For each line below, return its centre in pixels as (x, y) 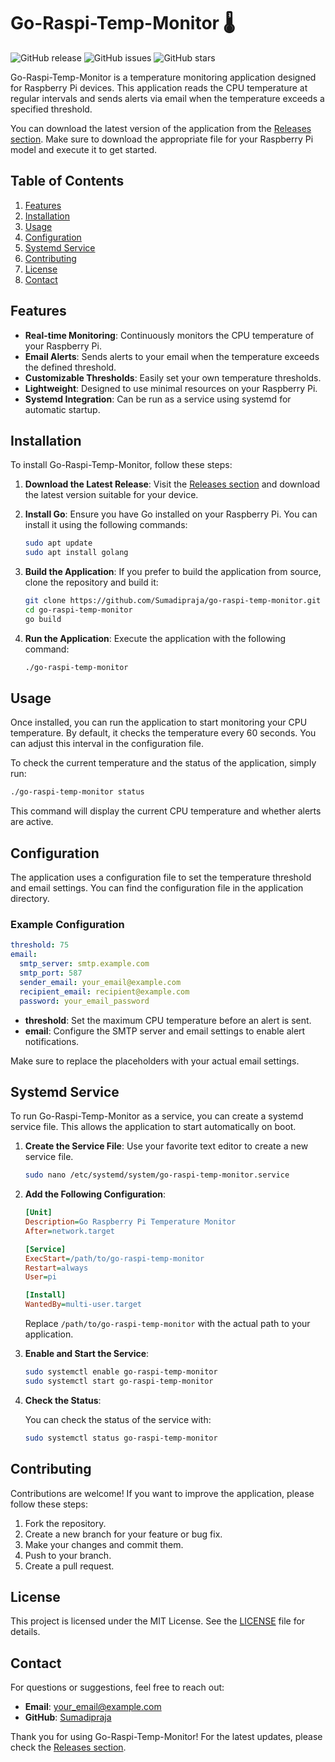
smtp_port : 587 (51, 973)
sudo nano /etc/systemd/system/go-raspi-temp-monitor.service (157, 1175)
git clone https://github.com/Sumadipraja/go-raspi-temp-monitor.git (173, 601)
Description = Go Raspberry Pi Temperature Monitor (130, 1222)
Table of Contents (67, 181)
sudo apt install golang (76, 553)
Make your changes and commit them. (104, 1544)
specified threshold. (51, 109)
